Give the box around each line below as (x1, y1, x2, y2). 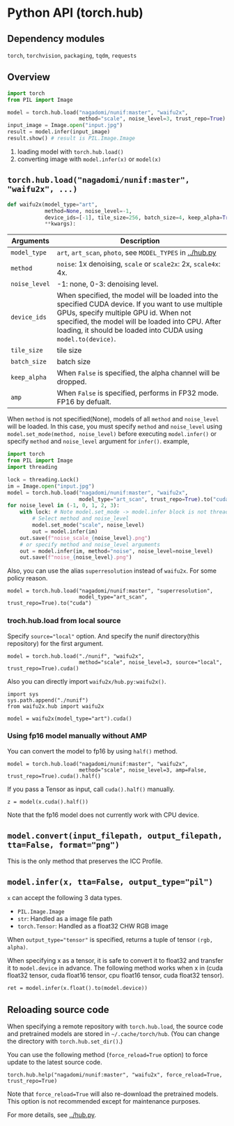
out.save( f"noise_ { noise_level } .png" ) (19, 554, 132, 561)
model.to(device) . (56, 334, 116, 344)
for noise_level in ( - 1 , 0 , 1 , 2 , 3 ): (7, 502, 120, 509)
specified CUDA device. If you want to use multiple (56, 299, 223, 309)
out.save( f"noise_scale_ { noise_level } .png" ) (19, 534, 151, 541)
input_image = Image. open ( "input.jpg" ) (7, 122, 123, 129)
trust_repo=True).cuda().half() (7, 772, 101, 779)
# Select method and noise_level (32, 515, 130, 523)
